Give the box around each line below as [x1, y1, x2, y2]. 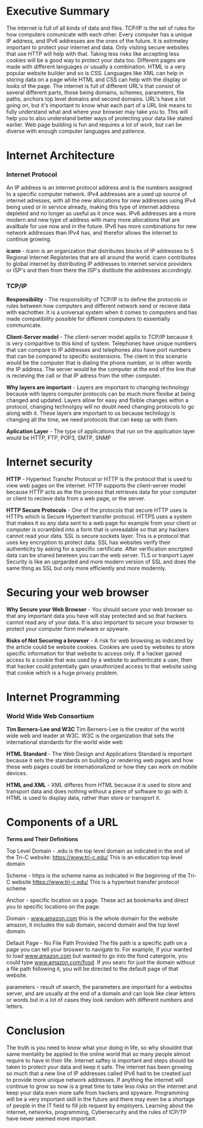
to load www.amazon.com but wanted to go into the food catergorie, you [6, 952, 188, 959]
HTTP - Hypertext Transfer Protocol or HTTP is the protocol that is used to [6, 475, 193, 483]
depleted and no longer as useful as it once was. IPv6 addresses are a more [6, 210, 196, 217]
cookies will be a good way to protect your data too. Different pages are [6, 56, 186, 64]
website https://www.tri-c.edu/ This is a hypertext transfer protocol [12, 878, 179, 886]
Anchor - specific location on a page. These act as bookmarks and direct [6, 896, 189, 904]
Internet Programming [6, 690, 120, 704]
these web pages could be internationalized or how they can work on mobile [6, 763, 198, 771]
